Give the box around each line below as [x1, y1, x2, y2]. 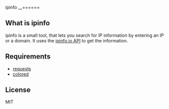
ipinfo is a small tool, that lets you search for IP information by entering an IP [5, 32, 164, 38]
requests [12, 66, 31, 72]
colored [12, 71, 29, 77]
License [5, 86, 31, 94]
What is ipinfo [5, 19, 50, 27]
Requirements [5, 52, 51, 61]
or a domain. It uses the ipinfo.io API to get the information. [5, 37, 128, 43]
